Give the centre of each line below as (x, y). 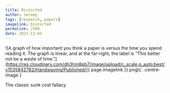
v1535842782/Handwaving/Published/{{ (48, 70)
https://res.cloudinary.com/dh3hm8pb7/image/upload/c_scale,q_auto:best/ (86, 64)
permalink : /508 (22, 29)
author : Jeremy (21, 15)
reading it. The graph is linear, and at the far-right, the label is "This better (83, 53)
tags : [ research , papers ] (33, 19)
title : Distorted (24, 10)
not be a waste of (24, 59)
